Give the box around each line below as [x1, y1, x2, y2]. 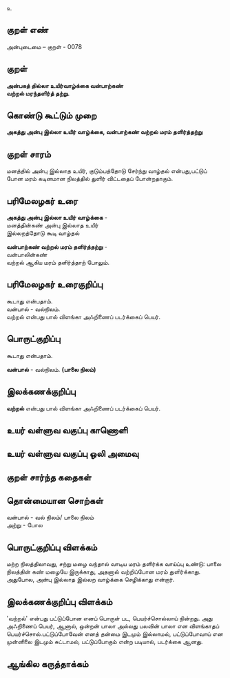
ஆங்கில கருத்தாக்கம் [6, 658, 89, 670]
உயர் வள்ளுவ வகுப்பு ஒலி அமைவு [6, 448, 139, 460]
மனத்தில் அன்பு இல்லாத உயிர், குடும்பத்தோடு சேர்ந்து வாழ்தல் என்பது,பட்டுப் [6, 167, 207, 175]
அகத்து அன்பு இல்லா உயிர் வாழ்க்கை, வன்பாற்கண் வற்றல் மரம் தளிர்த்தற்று [6, 128, 202, 136]
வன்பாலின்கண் [6, 250, 48, 259]
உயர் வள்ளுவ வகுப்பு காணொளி [6, 424, 128, 436]
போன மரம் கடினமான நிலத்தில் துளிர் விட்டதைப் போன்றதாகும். [6, 174, 174, 183]
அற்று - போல [6, 521, 43, 529]
